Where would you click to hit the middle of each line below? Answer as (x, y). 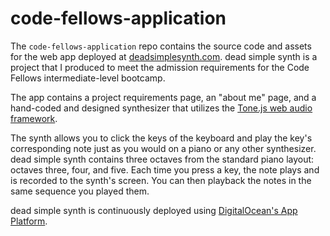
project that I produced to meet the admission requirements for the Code (160, 67)
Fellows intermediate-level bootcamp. (88, 78)
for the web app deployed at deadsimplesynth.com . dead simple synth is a (164, 56)
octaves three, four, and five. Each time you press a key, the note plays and (165, 169)
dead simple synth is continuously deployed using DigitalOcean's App (154, 210)
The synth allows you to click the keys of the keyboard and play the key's (161, 138)
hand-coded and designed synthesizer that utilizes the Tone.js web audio (161, 108)
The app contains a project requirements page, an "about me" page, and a (163, 97)
